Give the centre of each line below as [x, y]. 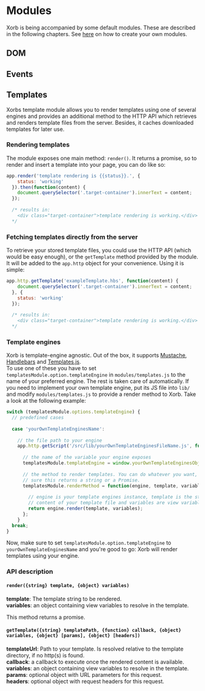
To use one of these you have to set [51, 368]
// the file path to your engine [60, 441]
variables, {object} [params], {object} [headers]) [73, 636]
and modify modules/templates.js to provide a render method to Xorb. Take [101, 394]
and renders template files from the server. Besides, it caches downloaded [100, 122]
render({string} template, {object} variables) [68, 585]
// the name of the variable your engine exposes [87, 458]
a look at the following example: [46, 401]
